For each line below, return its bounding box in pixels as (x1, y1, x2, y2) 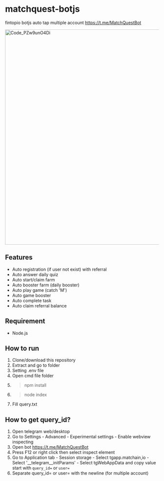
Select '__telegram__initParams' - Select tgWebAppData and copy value (12, 460, 156, 466)
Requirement (5, 317, 45, 326)
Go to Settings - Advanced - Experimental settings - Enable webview (12, 434, 151, 440)
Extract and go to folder (12, 362, 60, 368)
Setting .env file (12, 368, 44, 374)
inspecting (12, 439, 34, 445)
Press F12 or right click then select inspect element (12, 450, 115, 456)
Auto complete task (12, 298, 52, 304)
